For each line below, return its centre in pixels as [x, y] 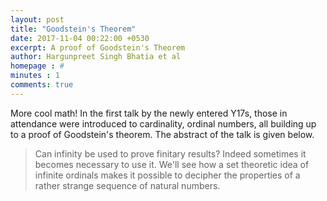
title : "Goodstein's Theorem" [73, 29]
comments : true [42, 85]
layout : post [37, 19]
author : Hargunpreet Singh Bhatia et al [96, 57]
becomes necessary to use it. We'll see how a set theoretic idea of [172, 164]
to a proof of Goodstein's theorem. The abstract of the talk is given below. [162, 134]
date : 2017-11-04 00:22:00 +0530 [80, 38]
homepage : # [37, 66]
